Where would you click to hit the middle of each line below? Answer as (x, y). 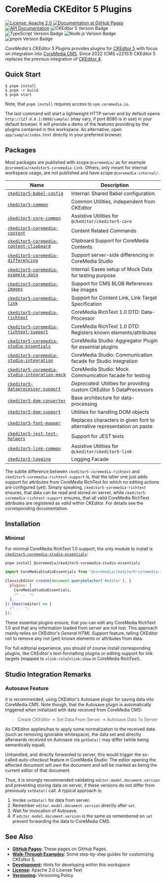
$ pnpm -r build (22, 90)
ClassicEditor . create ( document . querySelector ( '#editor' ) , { (68, 581)
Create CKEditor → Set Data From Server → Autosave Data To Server (87, 719)
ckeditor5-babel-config (36, 193)
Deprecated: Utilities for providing (110, 383)
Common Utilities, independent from (113, 201)
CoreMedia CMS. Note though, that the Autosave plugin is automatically (78, 704)
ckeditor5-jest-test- (33, 434)
